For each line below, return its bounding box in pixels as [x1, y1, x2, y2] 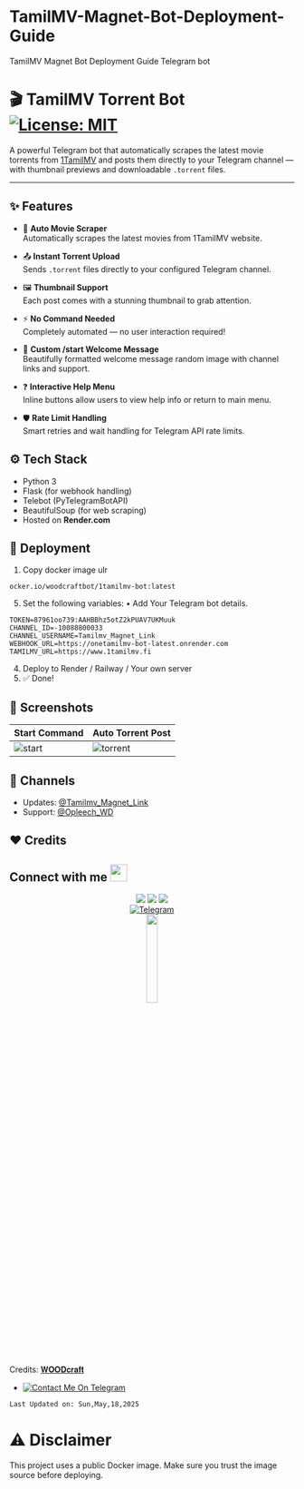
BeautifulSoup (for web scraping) [22, 504, 147, 515]
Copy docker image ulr [22, 564, 109, 575]
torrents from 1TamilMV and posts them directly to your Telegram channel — [9, 154, 294, 165]
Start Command [14, 727, 84, 740]
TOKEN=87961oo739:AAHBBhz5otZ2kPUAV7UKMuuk [9, 615, 176, 625]
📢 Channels [9, 773, 75, 789]
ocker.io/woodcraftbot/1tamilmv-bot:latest [9, 583, 176, 592]
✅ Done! [22, 673, 54, 684]
